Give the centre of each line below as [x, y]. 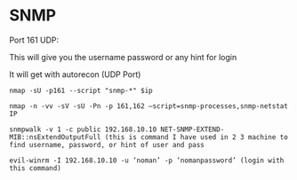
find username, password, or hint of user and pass [107, 145]
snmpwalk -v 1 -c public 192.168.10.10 [83, 129]
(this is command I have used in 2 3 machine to [197, 137]
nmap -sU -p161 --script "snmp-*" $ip [81, 90]
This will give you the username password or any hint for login [123, 57]
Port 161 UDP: [34, 40]
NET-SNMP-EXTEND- [193, 129]
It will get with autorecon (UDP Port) [75, 74]
